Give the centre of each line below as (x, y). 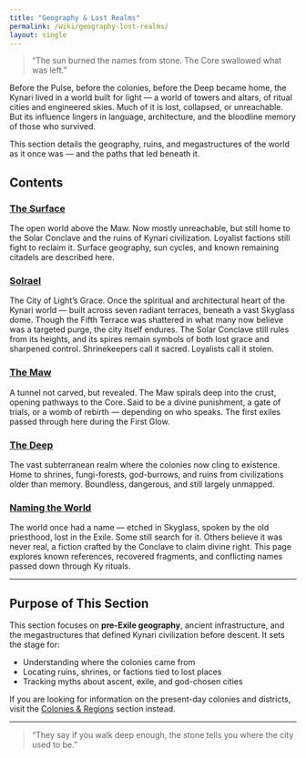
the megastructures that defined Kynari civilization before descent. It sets (147, 635)
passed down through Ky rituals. (70, 566)
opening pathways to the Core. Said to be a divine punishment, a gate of (145, 402)
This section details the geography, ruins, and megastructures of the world (149, 144)
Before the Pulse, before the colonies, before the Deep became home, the (148, 88)
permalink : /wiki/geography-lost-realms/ (89, 26)
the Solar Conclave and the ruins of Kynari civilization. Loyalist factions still (150, 238)
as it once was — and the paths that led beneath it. (105, 154)
